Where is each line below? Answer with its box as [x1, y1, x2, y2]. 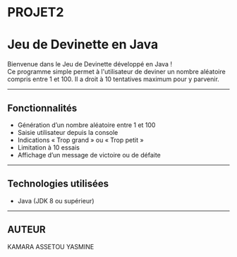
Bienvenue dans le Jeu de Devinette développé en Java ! [7, 60, 173, 68]
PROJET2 [7, 4, 64, 20]
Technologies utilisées [7, 178, 109, 190]
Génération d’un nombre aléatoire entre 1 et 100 [17, 121, 156, 129]
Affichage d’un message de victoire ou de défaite [17, 150, 161, 159]
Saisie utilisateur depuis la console [17, 128, 119, 136]
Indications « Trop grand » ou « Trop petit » [17, 136, 144, 144]
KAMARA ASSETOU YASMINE [7, 242, 95, 251]
